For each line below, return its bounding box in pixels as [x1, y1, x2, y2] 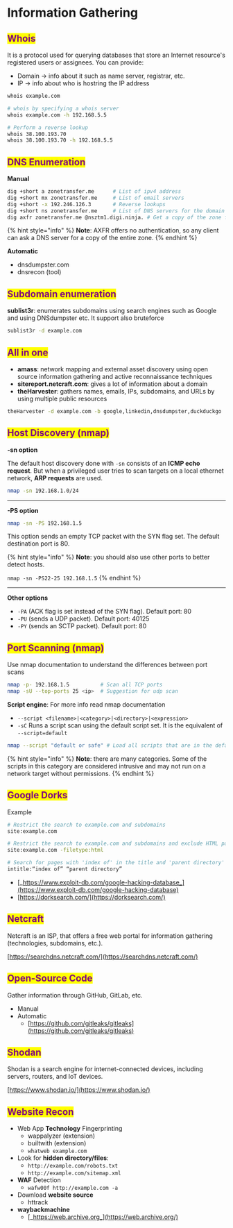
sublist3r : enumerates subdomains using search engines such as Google [7, 307, 217, 315]
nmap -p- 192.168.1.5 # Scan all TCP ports [7, 682, 163, 689]
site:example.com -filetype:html [7, 847, 104, 854]
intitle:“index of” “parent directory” [7, 866, 123, 873]
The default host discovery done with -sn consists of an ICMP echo [7, 459, 200, 467]
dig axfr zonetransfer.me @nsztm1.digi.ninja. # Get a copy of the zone [7, 214, 222, 221]
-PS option [7, 506, 39, 514]
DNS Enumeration [7, 156, 86, 168]
